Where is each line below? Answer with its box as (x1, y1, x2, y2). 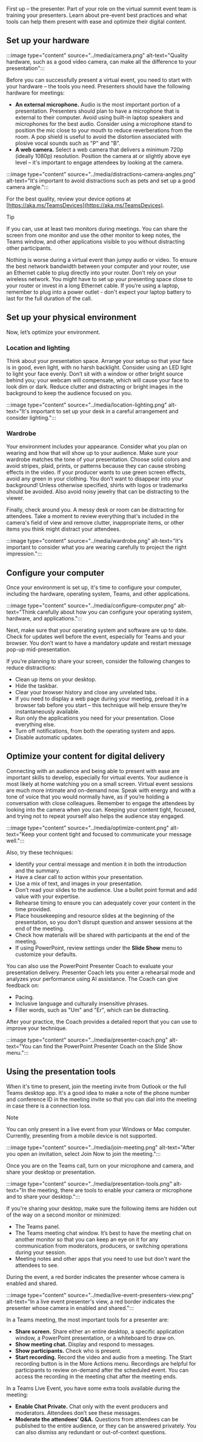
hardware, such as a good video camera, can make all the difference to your (6, 58, 197, 65)
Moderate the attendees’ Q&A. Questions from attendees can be (15, 1415, 179, 1423)
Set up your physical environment (6, 312, 137, 323)
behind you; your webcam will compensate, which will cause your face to (6, 376, 190, 384)
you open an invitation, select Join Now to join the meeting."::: (6, 1150, 161, 1157)
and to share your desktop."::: (6, 1193, 81, 1200)
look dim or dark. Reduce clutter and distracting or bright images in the (6, 383, 184, 390)
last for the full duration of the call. (6, 294, 93, 302)
